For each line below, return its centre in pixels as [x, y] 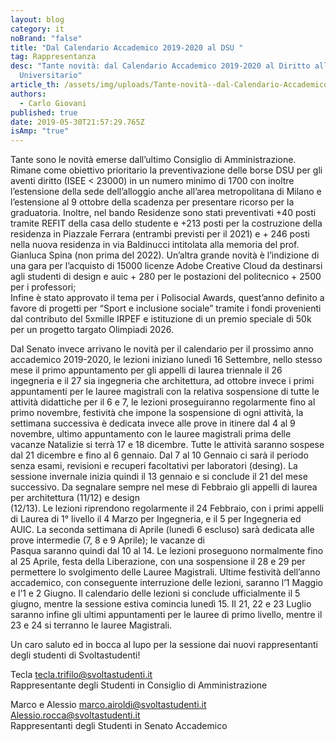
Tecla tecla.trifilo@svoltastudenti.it [81, 675]
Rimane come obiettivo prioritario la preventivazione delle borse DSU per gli [166, 170]
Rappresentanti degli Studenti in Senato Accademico [119, 726]
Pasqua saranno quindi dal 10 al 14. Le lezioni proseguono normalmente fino [167, 551]
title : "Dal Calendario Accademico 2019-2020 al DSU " [127, 47]
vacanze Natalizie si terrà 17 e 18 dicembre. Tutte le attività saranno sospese [167, 445]
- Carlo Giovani [53, 103]
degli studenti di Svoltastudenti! [75, 655]
